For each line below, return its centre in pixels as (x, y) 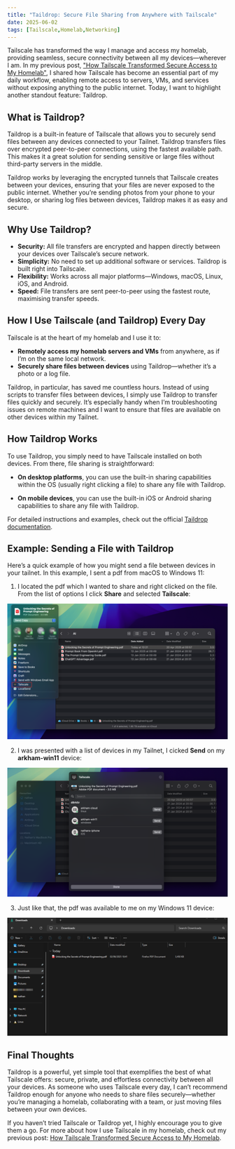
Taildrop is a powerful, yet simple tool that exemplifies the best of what (109, 1072)
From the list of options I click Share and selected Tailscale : (104, 594)
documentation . (30, 526)
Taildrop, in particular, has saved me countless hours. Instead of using (108, 387)
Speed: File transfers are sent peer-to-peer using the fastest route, (114, 291)
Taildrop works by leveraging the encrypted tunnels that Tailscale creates (113, 178)
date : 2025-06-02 (33, 22)
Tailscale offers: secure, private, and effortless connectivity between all (110, 1080)
